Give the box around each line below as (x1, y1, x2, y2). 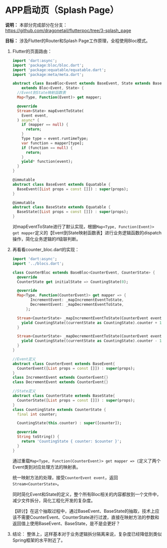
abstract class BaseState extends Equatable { (12, 205, 111, 210)
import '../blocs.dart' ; (12, 261, 64, 266)
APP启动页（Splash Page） (5, 4, 119, 16)
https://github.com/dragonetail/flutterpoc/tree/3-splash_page (5, 27, 132, 33)
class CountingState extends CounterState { (12, 407, 106, 412)
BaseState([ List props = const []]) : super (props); (17, 209, 129, 214)
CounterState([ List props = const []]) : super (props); (17, 398, 135, 403)
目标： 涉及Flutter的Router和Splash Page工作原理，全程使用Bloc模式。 (5, 38, 151, 44)
